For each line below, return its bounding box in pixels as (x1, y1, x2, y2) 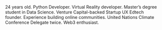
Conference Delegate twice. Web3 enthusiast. (5, 19, 99, 25)
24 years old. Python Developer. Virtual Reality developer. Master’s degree (5, 4, 157, 10)
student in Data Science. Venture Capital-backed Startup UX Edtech (5, 9, 144, 15)
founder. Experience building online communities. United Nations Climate (5, 15, 155, 20)
